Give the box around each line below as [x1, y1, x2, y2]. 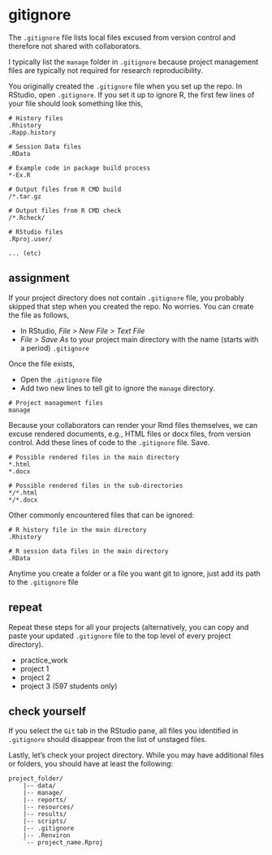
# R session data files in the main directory [8, 546, 169, 555]
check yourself [8, 704, 87, 718]
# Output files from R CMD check [8, 206, 122, 214]
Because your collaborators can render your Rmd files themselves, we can [8, 420, 258, 430]
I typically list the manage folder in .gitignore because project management [8, 57, 259, 67]
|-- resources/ [23, 803, 75, 811]
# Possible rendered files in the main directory [8, 453, 180, 461]
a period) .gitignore [19, 343, 89, 352]
